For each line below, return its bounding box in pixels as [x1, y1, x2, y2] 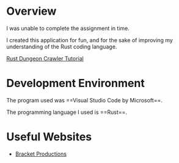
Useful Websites [6, 130, 92, 144]
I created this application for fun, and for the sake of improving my [6, 36, 173, 44]
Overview [6, 4, 57, 18]
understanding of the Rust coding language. [6, 43, 117, 50]
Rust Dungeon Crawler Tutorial [6, 55, 84, 62]
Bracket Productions [15, 150, 67, 157]
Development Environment [6, 77, 145, 90]
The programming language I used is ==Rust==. [6, 108, 127, 116]
